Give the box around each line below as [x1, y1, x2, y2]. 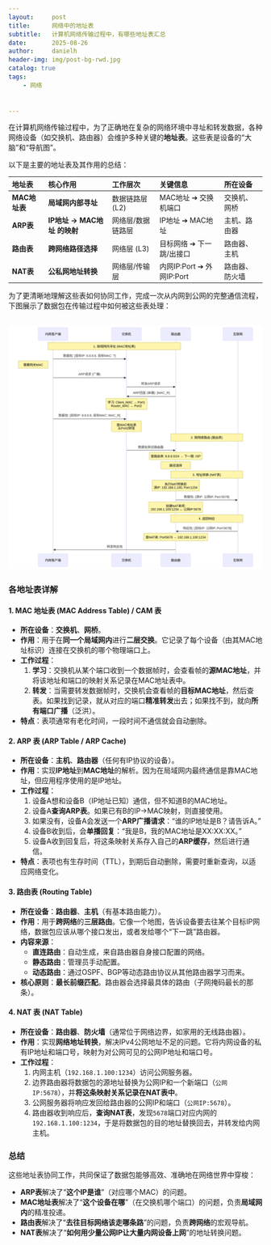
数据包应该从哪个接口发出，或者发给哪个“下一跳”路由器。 [34, 926, 225, 936]
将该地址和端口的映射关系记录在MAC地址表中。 [31, 675, 190, 685]
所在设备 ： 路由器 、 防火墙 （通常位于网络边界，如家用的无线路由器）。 [19, 1027, 250, 1036]
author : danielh [8, 47, 78, 56]
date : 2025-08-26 [8, 39, 89, 47]
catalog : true [8, 65, 56, 73]
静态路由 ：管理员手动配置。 [31, 957, 125, 967]
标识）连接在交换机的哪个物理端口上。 [27, 646, 155, 655]
